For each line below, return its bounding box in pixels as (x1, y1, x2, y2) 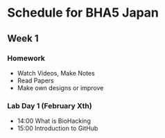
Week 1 (7, 33, 39, 44)
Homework (7, 53, 45, 63)
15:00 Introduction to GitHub (17, 124, 98, 132)
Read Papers (17, 76, 54, 85)
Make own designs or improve (17, 83, 104, 92)
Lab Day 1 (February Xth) (7, 101, 92, 110)
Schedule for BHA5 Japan (7, 5, 159, 21)
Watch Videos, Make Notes (17, 69, 95, 77)
